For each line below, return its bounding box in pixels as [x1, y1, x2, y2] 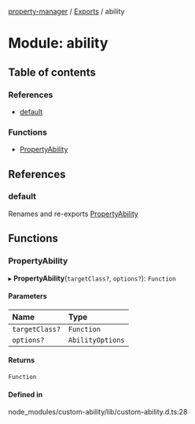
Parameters [8, 292, 47, 301]
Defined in [8, 389, 43, 399]
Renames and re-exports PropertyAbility [8, 209, 139, 218]
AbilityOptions [68, 335, 125, 344]
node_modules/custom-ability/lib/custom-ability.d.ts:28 [8, 407, 188, 417]
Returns [8, 355, 35, 365]
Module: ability [8, 35, 109, 52]
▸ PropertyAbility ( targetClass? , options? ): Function [8, 273, 177, 283]
